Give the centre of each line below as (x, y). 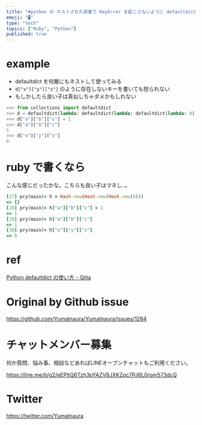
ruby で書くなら (46, 168)
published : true (26, 34)
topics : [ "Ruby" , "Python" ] (41, 29)
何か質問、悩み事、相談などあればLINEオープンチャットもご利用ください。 (99, 362)
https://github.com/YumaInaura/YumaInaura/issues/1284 (77, 319)
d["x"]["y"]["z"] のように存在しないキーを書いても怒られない (92, 89)
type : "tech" (23, 23)
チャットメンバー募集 (59, 345)
